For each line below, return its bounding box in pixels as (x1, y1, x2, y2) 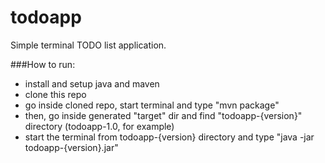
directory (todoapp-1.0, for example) (24, 120, 175, 132)
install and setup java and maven (24, 77, 160, 90)
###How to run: (10, 58, 76, 70)
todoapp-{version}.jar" (24, 141, 119, 153)
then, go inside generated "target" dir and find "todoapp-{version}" (24, 109, 303, 121)
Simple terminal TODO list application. (10, 39, 167, 51)
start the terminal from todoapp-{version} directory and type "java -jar (24, 131, 315, 143)
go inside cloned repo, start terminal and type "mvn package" (24, 99, 280, 111)
